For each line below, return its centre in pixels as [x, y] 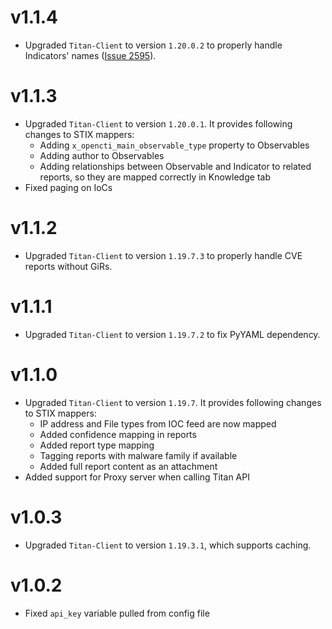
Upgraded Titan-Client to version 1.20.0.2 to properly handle [153, 45]
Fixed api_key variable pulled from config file [117, 613]
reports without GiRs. [68, 266]
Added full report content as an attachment [128, 466]
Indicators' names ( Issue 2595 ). [90, 55]
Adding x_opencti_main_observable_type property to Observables [174, 145]
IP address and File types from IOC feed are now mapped [158, 423]
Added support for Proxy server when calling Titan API [137, 477]
